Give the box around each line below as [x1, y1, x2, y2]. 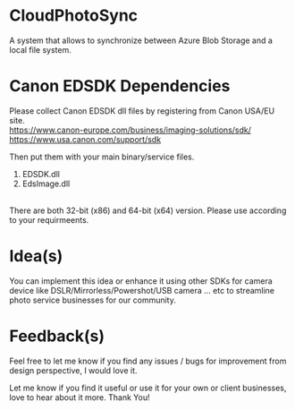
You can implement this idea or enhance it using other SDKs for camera [9, 275, 273, 286]
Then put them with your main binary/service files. [9, 151, 195, 162]
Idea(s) [9, 246, 63, 267]
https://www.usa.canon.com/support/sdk [9, 133, 162, 144]
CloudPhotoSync [9, 5, 139, 26]
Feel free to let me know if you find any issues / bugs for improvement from [9, 355, 287, 366]
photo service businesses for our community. [9, 295, 177, 305]
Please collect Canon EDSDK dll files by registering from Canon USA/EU [9, 105, 275, 116]
